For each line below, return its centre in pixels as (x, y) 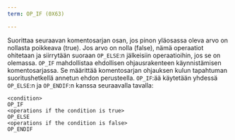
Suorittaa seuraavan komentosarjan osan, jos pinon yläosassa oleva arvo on (117, 40)
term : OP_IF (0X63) (36, 14)
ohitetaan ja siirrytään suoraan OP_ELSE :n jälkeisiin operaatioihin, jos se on (114, 55)
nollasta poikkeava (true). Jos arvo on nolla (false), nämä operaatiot (106, 47)
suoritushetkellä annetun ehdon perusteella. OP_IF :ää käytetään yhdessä (113, 78)
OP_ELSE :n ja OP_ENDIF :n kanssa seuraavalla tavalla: (80, 85)
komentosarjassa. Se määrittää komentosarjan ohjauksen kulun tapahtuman (117, 70)
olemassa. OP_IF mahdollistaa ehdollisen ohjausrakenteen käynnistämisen (115, 63)
